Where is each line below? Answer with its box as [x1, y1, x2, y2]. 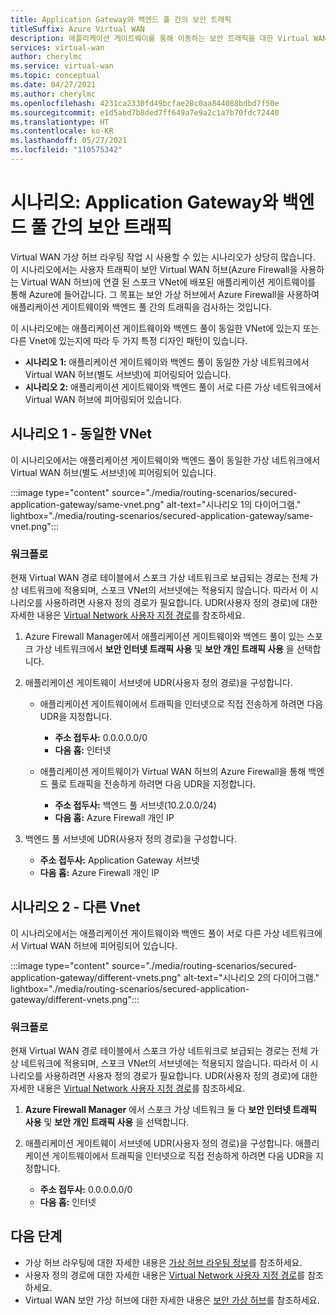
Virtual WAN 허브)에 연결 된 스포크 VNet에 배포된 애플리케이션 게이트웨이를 [20, 276, 317, 288]
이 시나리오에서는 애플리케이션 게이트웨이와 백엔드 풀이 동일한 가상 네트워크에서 [10, 454, 321, 466]
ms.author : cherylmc [10, 89, 97, 99]
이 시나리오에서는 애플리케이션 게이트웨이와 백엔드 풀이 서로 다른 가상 [10, 927, 280, 939]
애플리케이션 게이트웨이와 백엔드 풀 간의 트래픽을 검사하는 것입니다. [10, 301, 272, 313]
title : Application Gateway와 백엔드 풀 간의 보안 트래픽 [10, 14, 232, 25]
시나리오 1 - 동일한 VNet [10, 426, 152, 443]
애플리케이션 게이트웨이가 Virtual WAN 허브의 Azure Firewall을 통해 [39, 765, 307, 777]
